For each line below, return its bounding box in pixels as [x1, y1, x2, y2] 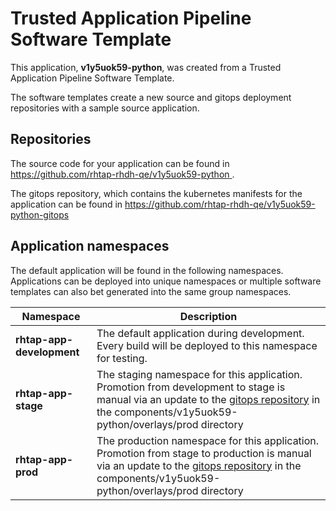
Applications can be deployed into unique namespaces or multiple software [10, 275, 322, 287]
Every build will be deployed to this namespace [96, 338, 318, 352]
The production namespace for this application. [96, 433, 320, 447]
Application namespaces [10, 238, 170, 255]
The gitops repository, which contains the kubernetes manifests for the [10, 187, 303, 199]
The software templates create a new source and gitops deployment [10, 91, 292, 103]
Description [179, 309, 238, 323]
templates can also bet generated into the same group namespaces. [10, 285, 292, 297]
